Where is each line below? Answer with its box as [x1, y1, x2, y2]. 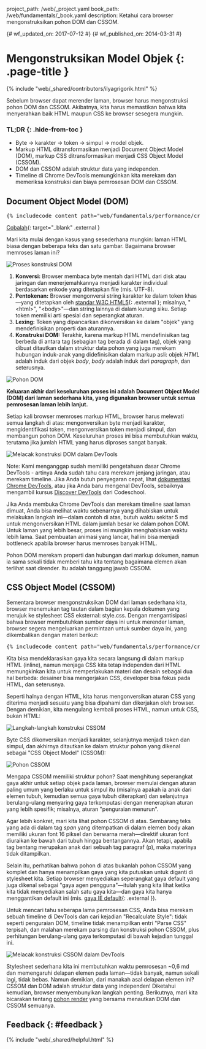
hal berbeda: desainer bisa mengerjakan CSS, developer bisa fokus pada [6, 674, 191, 681]
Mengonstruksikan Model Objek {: [6, 52, 185, 66]
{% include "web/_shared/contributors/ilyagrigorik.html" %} [6, 85, 158, 92]
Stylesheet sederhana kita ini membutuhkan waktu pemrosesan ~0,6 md [6, 962, 189, 970]
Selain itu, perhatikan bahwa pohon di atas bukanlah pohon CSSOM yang [6, 862, 191, 869]
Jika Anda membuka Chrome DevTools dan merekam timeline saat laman [6, 500, 191, 508]
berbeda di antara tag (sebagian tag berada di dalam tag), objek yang [15, 338, 191, 346]
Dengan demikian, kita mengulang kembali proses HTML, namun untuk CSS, [6, 705, 199, 713]
